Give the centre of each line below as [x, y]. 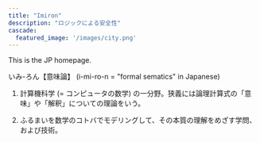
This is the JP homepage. [50, 60]
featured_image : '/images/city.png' [76, 38]
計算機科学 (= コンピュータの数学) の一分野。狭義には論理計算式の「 [132, 94]
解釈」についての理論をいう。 [96, 103]
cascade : [23, 30]
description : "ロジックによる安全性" [64, 23]
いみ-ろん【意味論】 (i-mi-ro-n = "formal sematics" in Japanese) [114, 77]
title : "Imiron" [35, 15]
